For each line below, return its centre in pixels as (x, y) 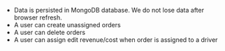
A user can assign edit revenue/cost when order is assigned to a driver (116, 40)
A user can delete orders (50, 32)
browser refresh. (38, 17)
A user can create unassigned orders (67, 25)
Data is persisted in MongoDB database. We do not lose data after (109, 10)
